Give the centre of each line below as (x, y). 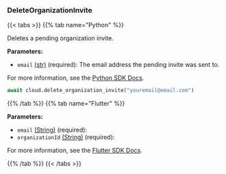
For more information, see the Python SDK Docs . (76, 78)
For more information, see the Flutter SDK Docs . (75, 150)
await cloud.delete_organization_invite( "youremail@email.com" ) (101, 91)
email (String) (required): (52, 130)
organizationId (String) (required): (66, 137)
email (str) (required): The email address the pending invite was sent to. (118, 65)
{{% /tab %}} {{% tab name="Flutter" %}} (66, 104)
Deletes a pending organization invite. (61, 38)
